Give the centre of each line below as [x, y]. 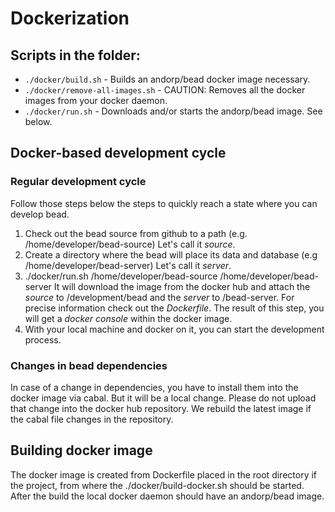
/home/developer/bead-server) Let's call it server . [128, 265]
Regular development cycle [78, 182]
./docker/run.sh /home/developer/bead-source [121, 276]
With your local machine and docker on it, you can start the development [174, 329]
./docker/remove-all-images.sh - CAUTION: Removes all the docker [165, 90]
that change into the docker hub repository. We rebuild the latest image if [161, 408]
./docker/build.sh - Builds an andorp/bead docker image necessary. [167, 79]
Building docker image [81, 450]
